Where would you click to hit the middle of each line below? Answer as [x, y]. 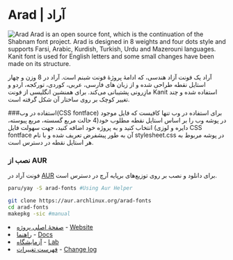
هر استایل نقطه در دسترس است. [51, 142]
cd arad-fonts [29, 207]
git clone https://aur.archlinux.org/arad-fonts [80, 201]
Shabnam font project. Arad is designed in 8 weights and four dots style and [117, 41]
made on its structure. [40, 63]
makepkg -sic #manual [39, 213]
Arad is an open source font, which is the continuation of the [117, 34]
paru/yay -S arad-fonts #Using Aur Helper [70, 188]
